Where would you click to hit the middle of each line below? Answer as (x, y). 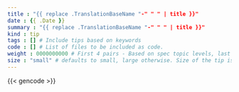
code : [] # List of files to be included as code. (85, 47)
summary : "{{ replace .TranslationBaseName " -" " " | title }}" (106, 27)
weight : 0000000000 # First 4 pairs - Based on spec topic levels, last (119, 54)
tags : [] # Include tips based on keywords (74, 41)
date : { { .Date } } (36, 21)
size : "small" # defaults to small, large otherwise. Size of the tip (116, 61)
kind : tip (23, 34)
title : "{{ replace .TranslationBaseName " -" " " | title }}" (103, 14)
